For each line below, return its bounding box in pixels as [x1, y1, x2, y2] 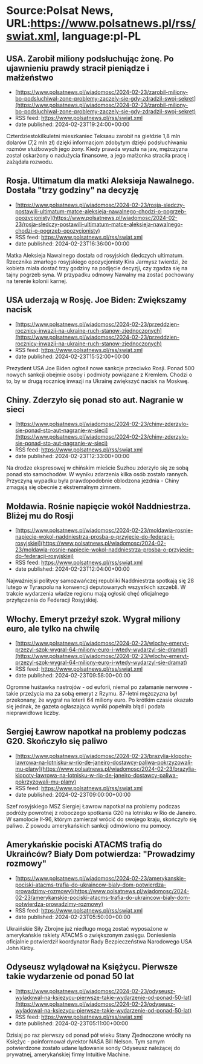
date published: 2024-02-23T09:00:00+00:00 [14, 791, 131, 798]
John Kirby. [6, 944, 35, 951]
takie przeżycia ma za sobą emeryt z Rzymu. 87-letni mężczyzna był [6, 690, 178, 697]
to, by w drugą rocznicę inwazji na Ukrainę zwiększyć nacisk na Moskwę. [6, 377, 189, 385]
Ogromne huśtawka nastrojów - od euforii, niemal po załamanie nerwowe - [6, 683, 193, 691]
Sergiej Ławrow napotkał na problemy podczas [6, 727, 187, 737]
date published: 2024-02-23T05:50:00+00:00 [14, 913, 131, 920]
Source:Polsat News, [6, 4, 114, 18]
